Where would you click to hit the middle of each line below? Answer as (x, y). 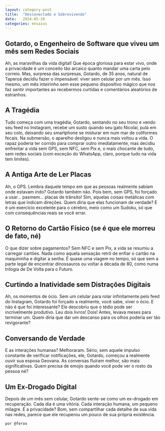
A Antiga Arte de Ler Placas (48, 174)
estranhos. (16, 95)
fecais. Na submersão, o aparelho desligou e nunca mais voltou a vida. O (79, 138)
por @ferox (16, 424)
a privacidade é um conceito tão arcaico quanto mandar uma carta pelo (78, 69)
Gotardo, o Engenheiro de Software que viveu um (82, 43)
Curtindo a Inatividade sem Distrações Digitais (78, 284)
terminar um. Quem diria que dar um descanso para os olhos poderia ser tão (83, 318)
